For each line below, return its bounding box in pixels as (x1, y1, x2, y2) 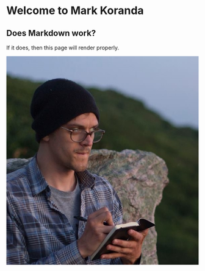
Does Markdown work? (6, 28, 96, 38)
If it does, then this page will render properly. (6, 44, 120, 51)
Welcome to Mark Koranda (6, 4, 145, 18)
